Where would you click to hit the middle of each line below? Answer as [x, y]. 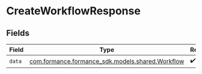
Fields [18, 33]
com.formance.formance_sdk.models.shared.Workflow [107, 61]
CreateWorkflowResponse [74, 11]
